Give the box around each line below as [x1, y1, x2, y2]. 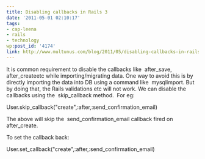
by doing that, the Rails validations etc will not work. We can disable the [6, 85, 186, 92]
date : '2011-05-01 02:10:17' [6, 15, 81, 21]
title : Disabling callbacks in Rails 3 [6, 9, 108, 15]
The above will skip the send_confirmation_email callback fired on [6, 115, 173, 122]
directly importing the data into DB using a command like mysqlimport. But [6, 78, 195, 86]
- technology [6, 37, 40, 43]
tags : [6, 20, 20, 26]
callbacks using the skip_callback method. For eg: [6, 91, 135, 98]
